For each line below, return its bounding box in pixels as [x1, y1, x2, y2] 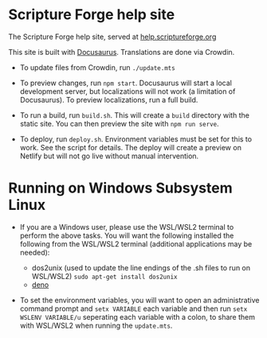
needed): [19, 247, 50, 257]
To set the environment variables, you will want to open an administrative [19, 295, 260, 305]
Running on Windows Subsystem [8, 179, 233, 197]
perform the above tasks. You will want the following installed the [19, 231, 234, 240]
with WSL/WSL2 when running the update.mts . [19, 321, 173, 330]
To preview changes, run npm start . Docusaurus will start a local [19, 78, 233, 87]
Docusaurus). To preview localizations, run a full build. [19, 95, 198, 104]
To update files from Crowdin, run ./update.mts [19, 62, 175, 72]
